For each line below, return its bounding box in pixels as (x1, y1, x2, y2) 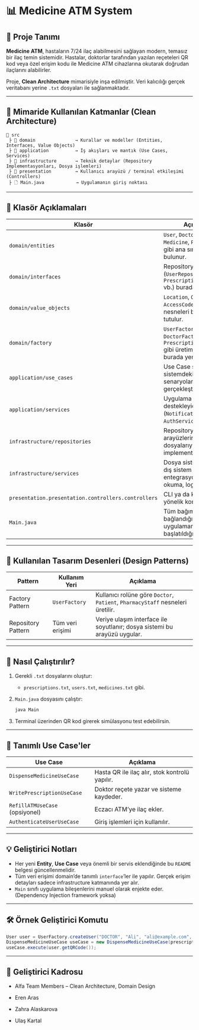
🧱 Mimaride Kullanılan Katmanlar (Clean (6, 107, 156, 117)
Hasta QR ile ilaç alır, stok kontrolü (94, 768, 190, 776)
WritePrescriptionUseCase (9, 790, 82, 796)
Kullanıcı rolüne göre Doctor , (95, 591, 174, 599)
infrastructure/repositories (9, 438, 91, 445)
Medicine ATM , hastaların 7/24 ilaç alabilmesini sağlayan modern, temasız (6, 47, 188, 55)
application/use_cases (9, 374, 73, 381)
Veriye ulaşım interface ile (95, 615, 168, 623)
